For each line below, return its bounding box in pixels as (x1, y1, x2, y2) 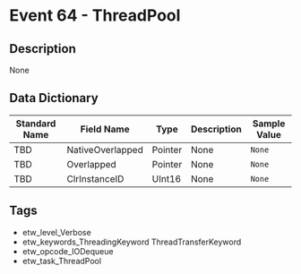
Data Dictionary (9, 90, 99, 106)
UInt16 (151, 172, 182, 184)
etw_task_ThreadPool (21, 255, 101, 266)
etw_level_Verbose (21, 227, 91, 237)
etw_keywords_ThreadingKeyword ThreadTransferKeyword (21, 236, 242, 247)
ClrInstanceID (66, 172, 125, 184)
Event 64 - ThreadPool (9, 5, 181, 26)
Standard (15, 117, 56, 130)
